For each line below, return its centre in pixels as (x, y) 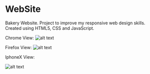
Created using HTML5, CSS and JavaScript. (50, 28)
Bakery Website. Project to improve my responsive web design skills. (75, 23)
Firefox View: (19, 47)
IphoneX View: (20, 57)
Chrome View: (20, 38)
